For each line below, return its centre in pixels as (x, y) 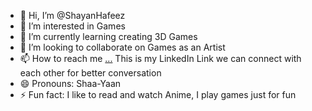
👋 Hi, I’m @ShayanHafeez (72, 15)
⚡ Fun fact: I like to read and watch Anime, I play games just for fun (158, 94)
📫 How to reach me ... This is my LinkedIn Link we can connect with (160, 58)
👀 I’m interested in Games (72, 26)
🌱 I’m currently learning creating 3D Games (108, 36)
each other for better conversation (90, 73)
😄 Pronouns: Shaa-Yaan (70, 83)
